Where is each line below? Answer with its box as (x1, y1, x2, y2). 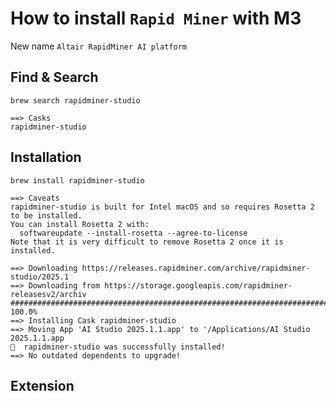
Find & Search (10, 69, 99, 86)
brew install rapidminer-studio (10, 175, 145, 186)
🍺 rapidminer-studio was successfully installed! (10, 342, 226, 352)
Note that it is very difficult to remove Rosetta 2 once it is (10, 237, 284, 247)
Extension (10, 377, 75, 394)
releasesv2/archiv (10, 289, 87, 299)
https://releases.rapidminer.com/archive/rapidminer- (81, 263, 311, 273)
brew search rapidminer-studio (10, 95, 141, 106)
